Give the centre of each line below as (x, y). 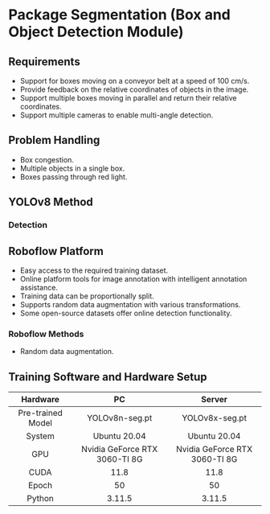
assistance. (39, 287)
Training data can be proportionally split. (87, 296)
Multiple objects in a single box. (72, 168)
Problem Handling (54, 140)
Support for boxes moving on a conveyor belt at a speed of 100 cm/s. (135, 81)
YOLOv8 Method (51, 202)
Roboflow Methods (46, 334)
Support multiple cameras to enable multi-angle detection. (117, 115)
